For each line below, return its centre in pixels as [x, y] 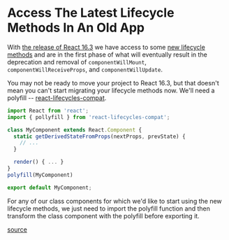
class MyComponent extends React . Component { [74, 130]
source [17, 230]
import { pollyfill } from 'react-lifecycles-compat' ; [89, 117]
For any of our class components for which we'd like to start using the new [114, 201]
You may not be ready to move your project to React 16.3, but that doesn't [113, 83]
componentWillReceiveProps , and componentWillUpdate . [85, 69]
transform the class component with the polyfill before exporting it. [104, 216]
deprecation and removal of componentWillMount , [77, 62]
